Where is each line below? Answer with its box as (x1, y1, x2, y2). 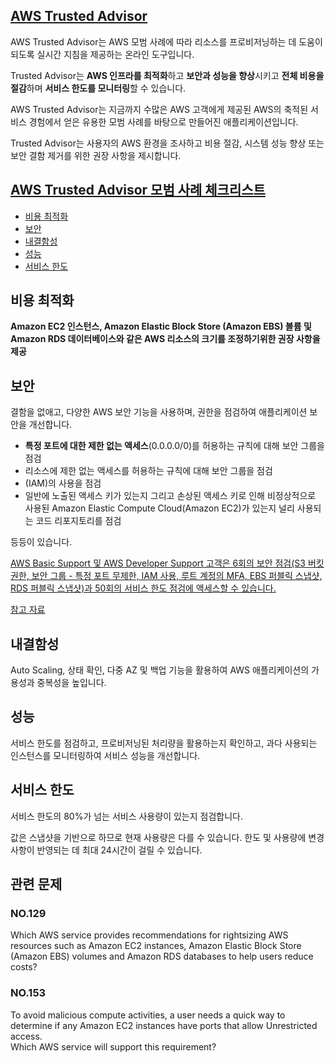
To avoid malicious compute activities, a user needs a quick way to (10, 1009, 286, 1021)
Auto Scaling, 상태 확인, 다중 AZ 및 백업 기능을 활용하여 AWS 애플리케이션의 (10, 664, 310, 676)
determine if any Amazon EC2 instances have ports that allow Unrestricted (10, 1019, 318, 1031)
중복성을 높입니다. (36, 677, 107, 689)
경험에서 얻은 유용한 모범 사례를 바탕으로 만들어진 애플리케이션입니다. (28, 115, 299, 128)
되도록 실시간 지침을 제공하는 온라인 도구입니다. (10, 48, 195, 60)
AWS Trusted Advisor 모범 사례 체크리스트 (10, 182, 266, 199)
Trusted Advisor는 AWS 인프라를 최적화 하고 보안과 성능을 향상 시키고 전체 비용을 (10, 69, 325, 81)
